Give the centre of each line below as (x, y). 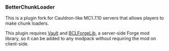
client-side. (17, 44)
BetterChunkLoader (30, 7)
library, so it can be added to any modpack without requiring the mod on (81, 38)
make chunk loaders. (27, 23)
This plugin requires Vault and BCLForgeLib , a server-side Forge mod (77, 33)
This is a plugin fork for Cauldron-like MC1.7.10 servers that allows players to (85, 18)
